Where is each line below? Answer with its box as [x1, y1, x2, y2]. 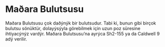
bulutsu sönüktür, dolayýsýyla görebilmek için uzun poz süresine [5, 25, 141, 31]
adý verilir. [5, 36, 27, 42]
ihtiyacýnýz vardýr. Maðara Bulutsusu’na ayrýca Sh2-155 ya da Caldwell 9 [5, 30, 160, 36]
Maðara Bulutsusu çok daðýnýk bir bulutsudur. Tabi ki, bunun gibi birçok [5, 20, 156, 26]
